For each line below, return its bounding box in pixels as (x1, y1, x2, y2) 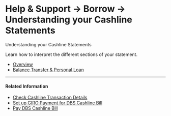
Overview (12, 61, 33, 67)
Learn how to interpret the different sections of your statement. (5, 51, 138, 57)
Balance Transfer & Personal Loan (12, 67, 84, 73)
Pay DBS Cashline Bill (12, 105, 58, 111)
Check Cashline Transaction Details (12, 95, 88, 101)
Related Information (5, 83, 48, 89)
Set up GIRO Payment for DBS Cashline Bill (12, 100, 103, 106)
